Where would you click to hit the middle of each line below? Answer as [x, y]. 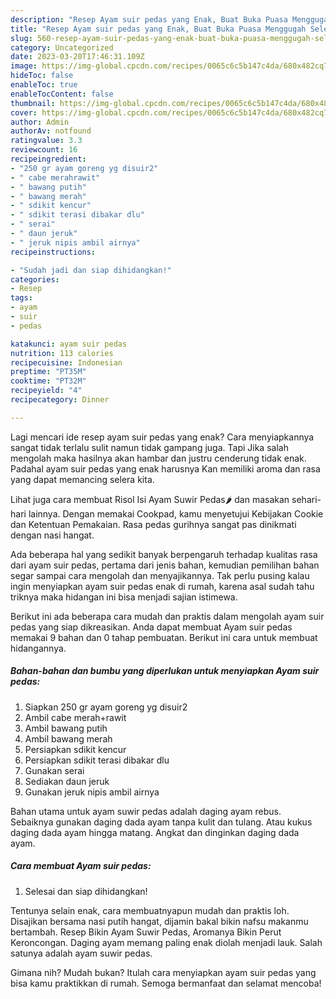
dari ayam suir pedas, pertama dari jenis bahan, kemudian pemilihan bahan [165, 565]
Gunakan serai [54, 770]
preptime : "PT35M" [48, 372]
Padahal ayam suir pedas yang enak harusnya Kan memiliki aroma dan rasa [165, 468]
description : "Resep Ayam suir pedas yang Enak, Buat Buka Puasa [149, 19]
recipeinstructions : [53, 252]
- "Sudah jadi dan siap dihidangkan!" [91, 270]
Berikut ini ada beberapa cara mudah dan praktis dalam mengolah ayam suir [167, 616]
